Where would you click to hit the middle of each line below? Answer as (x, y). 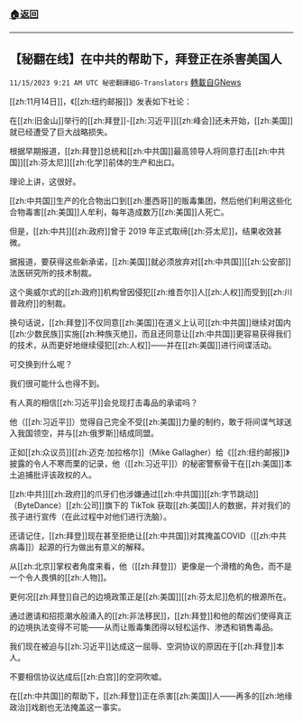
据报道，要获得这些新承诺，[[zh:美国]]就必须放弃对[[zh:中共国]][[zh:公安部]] (150, 262)
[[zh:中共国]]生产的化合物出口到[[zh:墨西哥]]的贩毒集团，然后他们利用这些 (147, 201)
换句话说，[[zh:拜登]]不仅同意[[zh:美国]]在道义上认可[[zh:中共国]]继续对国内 (150, 323)
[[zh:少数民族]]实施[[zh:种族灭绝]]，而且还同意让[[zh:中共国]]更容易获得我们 (150, 334)
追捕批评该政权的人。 (56, 475)
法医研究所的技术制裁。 (53, 273)
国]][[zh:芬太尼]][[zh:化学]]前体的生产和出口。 (95, 162)
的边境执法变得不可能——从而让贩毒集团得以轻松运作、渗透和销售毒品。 (143, 627)
